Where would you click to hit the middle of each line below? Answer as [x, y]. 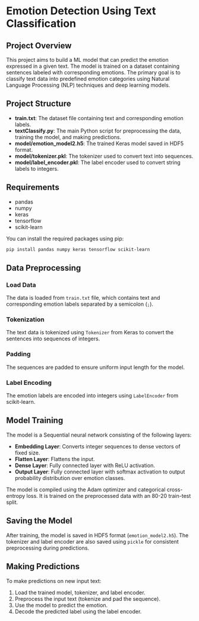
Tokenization [25, 319]
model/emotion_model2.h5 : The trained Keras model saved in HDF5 [99, 143]
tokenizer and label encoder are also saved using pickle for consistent [93, 541]
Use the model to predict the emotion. [61, 605]
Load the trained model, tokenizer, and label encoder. [80, 592]
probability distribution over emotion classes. [70, 478]
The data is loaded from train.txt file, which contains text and [83, 298]
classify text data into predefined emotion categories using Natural [88, 79]
